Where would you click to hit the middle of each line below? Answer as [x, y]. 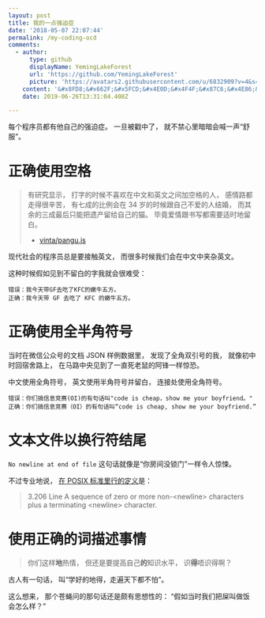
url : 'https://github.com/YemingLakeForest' [103, 74]
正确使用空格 [50, 171]
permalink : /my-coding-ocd [52, 38]
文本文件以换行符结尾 [78, 441]
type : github [50, 60]
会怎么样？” [27, 606]
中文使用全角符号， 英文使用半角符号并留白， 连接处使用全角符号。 [117, 382]
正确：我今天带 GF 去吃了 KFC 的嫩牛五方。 [71, 298]
